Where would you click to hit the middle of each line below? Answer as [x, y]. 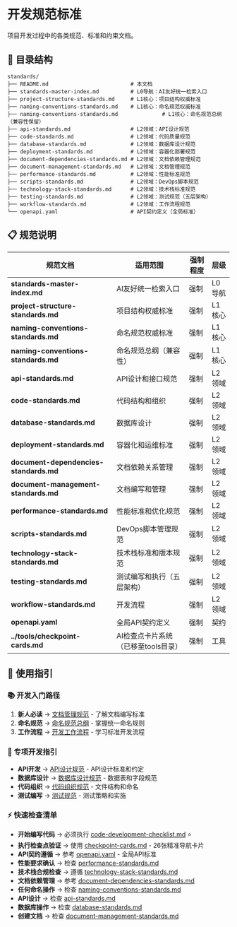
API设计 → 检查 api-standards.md [67, 898]
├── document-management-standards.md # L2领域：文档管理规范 [99, 167]
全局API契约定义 [143, 622]
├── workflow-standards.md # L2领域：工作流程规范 [99, 204]
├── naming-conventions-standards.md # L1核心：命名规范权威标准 [104, 107]
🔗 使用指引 [30, 673]
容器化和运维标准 [145, 444]
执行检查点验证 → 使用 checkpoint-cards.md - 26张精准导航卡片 [111, 845]
